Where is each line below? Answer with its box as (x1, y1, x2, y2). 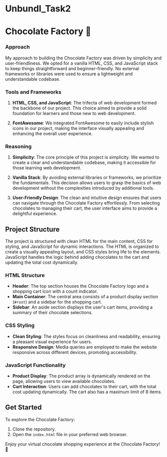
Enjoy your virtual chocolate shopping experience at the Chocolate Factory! (5, 441, 161, 447)
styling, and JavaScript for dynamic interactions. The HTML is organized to (5, 243, 160, 249)
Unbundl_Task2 (5, 3, 71, 14)
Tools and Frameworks (5, 88, 61, 95)
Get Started (5, 403, 42, 412)
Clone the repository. (12, 426, 56, 432)
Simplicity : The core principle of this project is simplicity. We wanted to (12, 154, 160, 160)
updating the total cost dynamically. (5, 259, 79, 265)
